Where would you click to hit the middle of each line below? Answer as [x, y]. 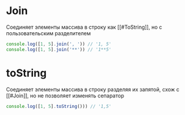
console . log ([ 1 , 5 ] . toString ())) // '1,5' [59, 106]
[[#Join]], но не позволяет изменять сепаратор [65, 96]
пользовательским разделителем [48, 33]
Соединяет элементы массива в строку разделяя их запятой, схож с [93, 89]
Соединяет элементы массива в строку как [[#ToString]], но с [84, 27]
